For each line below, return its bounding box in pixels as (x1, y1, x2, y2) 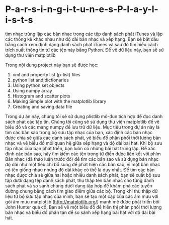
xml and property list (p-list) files (12, 71, 80, 77)
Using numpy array (12, 87, 52, 93)
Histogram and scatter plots (12, 93, 70, 99)
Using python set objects (12, 82, 65, 88)
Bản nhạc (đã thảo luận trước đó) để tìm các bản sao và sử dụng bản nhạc (5, 156, 159, 162)
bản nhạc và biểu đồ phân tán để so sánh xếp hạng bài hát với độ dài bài (5, 209, 156, 215)
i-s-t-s (5, 14, 34, 26)
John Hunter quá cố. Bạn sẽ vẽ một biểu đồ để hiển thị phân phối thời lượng (5, 204, 162, 210)
